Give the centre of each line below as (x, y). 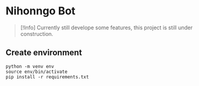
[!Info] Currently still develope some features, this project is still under (106, 27)
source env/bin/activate (37, 72)
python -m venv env (30, 66)
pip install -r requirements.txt (47, 77)
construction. (37, 33)
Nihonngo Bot (40, 11)
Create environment (44, 53)
